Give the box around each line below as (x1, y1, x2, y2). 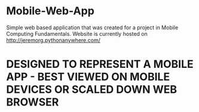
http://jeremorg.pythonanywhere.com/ (6, 36, 100, 43)
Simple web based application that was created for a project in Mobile (6, 24, 179, 31)
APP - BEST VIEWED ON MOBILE (6, 70, 170, 84)
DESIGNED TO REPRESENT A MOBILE (6, 58, 194, 71)
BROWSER (6, 95, 59, 109)
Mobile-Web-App (6, 4, 94, 18)
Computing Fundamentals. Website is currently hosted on (6, 30, 148, 37)
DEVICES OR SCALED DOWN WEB (6, 83, 177, 97)
